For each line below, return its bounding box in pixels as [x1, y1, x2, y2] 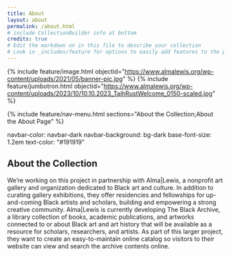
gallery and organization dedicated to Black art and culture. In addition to [7, 183, 214, 191]
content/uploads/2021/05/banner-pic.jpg [7, 74, 123, 83]
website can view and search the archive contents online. [7, 242, 170, 250]
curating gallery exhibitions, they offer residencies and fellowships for [7, 191, 205, 199]
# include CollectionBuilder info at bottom [7, 29, 137, 36]
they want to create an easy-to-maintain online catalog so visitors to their [7, 235, 215, 243]
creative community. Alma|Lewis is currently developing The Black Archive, [7, 205, 221, 213]
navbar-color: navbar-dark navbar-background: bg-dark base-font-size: [7, 130, 212, 138]
